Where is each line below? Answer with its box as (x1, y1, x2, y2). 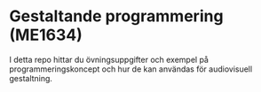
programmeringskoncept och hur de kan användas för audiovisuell (9, 64, 253, 74)
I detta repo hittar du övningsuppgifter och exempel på (9, 54, 209, 65)
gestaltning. (9, 73, 53, 83)
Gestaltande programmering (9, 6, 224, 27)
